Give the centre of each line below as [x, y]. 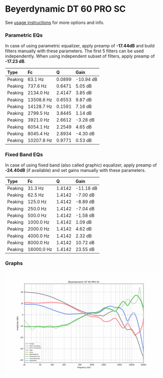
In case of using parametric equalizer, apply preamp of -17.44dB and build [80, 46]
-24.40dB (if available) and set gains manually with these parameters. [75, 170]
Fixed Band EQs [24, 154]
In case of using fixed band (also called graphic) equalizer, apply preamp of [81, 165]
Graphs [14, 263]
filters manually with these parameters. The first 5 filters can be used [74, 51]
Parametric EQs [24, 35]
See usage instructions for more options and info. [55, 22]
